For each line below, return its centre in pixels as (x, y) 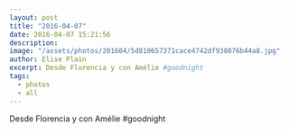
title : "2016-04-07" (48, 26)
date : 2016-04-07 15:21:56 (60, 34)
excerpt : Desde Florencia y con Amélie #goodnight (107, 68)
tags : (19, 76)
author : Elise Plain (48, 59)
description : (34, 43)
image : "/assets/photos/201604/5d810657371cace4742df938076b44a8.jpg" (145, 51)
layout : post (34, 18)
